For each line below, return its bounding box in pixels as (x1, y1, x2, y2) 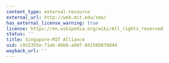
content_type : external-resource (6, 8, 91, 15)
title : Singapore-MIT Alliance (6, 37, 85, 43)
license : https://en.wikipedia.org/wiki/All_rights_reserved (6, 25, 164, 32)
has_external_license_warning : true (6, 20, 98, 26)
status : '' (6, 31, 34, 37)
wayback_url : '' (6, 48, 47, 54)
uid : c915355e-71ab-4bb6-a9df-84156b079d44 (6, 43, 118, 49)
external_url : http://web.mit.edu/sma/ (6, 14, 107, 20)
